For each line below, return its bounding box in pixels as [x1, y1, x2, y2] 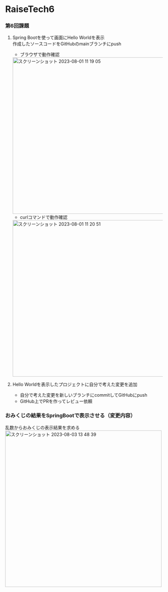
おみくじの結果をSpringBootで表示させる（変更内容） [5, 412, 136, 419]
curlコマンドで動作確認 [19, 214, 67, 220]
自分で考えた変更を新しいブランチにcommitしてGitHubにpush [19, 392, 147, 398]
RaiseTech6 [5, 4, 55, 15]
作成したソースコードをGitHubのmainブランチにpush [12, 41, 121, 47]
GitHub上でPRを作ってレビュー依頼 [19, 398, 92, 404]
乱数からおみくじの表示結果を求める [5, 424, 80, 430]
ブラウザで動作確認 [19, 52, 60, 58]
